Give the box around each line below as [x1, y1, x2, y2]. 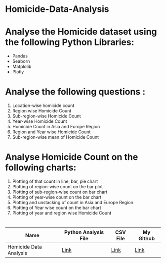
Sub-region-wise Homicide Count [12, 113, 81, 119]
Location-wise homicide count [12, 103, 75, 108]
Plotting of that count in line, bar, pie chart [12, 178, 98, 184]
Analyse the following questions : [5, 86, 146, 98]
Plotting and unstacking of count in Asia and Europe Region [12, 200, 133, 205]
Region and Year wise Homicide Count [12, 129, 91, 135]
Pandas [12, 53, 28, 59]
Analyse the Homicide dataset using [5, 26, 157, 38]
